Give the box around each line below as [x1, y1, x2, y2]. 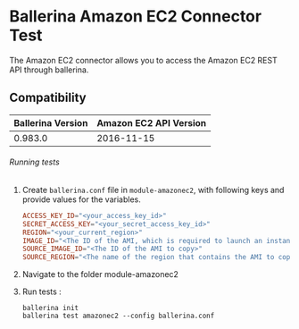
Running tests [9, 156, 60, 167]
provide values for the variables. [21, 194, 141, 205]
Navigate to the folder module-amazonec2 [21, 269, 179, 280]
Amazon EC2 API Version [96, 116, 207, 129]
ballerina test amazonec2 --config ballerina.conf [21, 311, 215, 321]
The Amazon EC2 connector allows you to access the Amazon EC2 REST [9, 55, 278, 65]
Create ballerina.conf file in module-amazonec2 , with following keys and [21, 184, 285, 195]
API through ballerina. [9, 64, 89, 75]
